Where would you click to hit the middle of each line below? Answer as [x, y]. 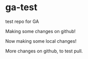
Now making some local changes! [41, 41]
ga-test [21, 7]
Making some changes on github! [40, 31]
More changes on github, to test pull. [44, 51]
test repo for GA [22, 21]
